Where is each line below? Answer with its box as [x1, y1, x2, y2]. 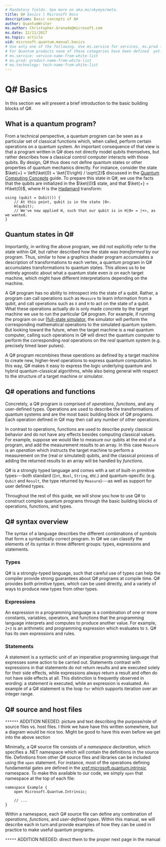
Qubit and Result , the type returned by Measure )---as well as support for [5, 477, 152, 483]
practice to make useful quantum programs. [5, 827, 95, 833]
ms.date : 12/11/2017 [5, 30, 48, 35]
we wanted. [5, 212, 28, 217]
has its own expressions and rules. [5, 630, 76, 636]
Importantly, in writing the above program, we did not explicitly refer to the [5, 243, 157, 249]
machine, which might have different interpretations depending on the [5, 275, 147, 281]
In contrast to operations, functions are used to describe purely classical [5, 426, 153, 432]
